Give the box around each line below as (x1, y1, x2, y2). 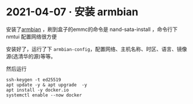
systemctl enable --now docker (6, 92, 82, 98)
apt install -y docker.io (6, 87, 69, 93)
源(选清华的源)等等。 (6, 53, 57, 60)
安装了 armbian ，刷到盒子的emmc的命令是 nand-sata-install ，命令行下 (6, 26, 178, 33)
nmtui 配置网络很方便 (6, 33, 57, 40)
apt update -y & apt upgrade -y (6, 82, 87, 88)
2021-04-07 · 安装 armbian (6, 5, 139, 19)
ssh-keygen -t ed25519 (6, 77, 61, 82)
